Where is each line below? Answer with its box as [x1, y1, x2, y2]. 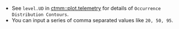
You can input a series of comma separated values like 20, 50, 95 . [11, 17, 174, 23]
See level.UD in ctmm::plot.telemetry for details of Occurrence [11, 5, 161, 11]
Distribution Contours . [11, 11, 69, 18]
